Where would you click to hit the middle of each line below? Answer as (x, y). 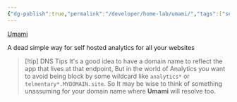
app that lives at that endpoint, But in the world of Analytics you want (125, 68)
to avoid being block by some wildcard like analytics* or (107, 76)
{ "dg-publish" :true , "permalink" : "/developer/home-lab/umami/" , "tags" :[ (115, 14)
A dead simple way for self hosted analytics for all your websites (101, 47)
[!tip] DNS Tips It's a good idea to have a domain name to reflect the (123, 61)
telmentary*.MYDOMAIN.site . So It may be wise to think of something (123, 83)
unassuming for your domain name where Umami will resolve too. (120, 91)
